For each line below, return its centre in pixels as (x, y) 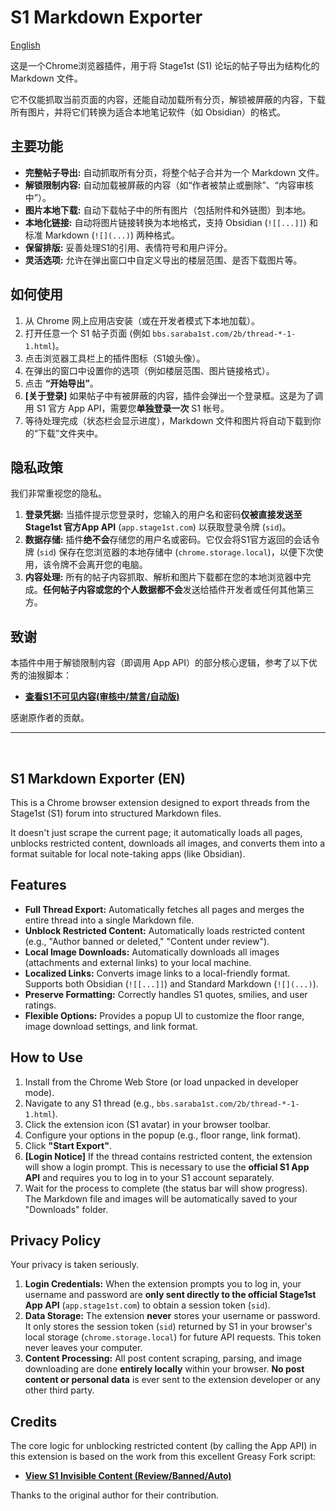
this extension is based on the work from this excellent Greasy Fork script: (163, 1457)
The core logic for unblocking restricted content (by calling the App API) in (163, 1446)
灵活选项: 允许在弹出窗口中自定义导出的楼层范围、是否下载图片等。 (163, 260)
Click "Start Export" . (68, 1145)
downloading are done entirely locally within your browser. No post (164, 1369)
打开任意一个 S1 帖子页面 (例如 (87, 333)
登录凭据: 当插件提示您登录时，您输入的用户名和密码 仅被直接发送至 (163, 515)
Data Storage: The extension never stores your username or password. (172, 1316)
